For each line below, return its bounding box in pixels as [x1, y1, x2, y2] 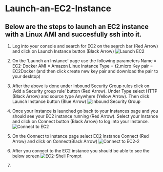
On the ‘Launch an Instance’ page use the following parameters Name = [12, 58, 157, 64]
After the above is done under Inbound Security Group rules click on [12, 83, 150, 89]
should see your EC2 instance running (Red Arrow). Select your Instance [12, 113, 158, 119]
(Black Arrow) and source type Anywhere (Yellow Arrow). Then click [12, 94, 150, 99]
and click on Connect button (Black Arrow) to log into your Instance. [12, 119, 149, 124]
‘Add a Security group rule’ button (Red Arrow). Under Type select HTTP [12, 88, 158, 94]
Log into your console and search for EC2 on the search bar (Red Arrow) [12, 43, 159, 49]
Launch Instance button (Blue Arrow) [12, 98, 87, 104]
